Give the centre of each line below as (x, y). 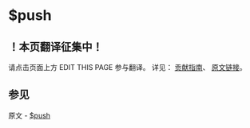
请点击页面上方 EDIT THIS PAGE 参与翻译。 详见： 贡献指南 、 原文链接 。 (128, 67)
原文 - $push (29, 115)
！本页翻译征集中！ (56, 47)
